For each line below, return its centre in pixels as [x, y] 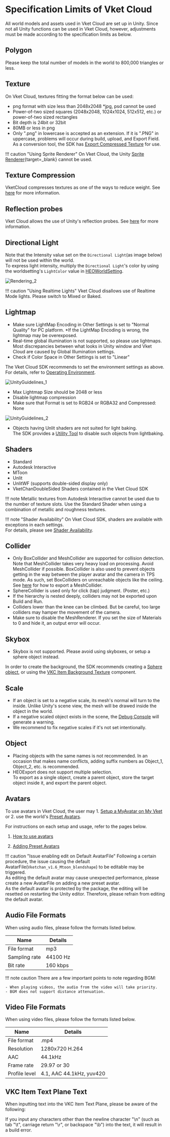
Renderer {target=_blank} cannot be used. [49, 159]
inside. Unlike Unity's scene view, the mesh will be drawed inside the [84, 706]
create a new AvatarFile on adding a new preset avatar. [63, 883]
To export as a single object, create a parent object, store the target [83, 777]
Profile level [22, 1074]
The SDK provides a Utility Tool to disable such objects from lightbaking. [88, 433]
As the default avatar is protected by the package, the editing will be [77, 888]
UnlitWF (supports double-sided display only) [60, 483]
